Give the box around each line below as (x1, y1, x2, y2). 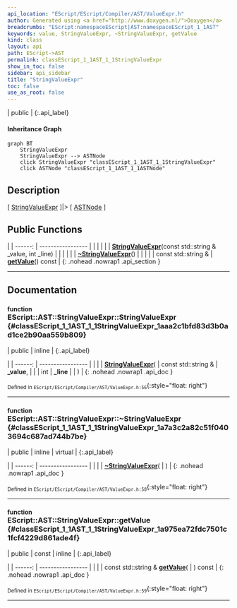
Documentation (7, 284, 78, 297)
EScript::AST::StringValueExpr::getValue (7, 515, 151, 525)
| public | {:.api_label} (7, 109, 69, 117)
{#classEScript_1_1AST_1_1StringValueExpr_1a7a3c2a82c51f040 (7, 423, 229, 433)
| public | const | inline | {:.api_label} (7, 549, 111, 558)
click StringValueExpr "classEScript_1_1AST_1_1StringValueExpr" (20, 159, 217, 166)
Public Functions (7, 223, 83, 235)
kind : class (7, 37, 42, 44)
